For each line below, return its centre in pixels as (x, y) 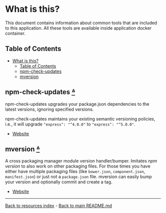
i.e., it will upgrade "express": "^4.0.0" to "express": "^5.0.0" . (70, 124)
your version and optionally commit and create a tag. (59, 182)
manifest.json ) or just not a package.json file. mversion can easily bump (79, 177)
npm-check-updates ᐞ (40, 92)
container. (15, 33)
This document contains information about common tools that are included (81, 23)
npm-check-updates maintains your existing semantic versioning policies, (80, 119)
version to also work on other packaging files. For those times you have (78, 166)
